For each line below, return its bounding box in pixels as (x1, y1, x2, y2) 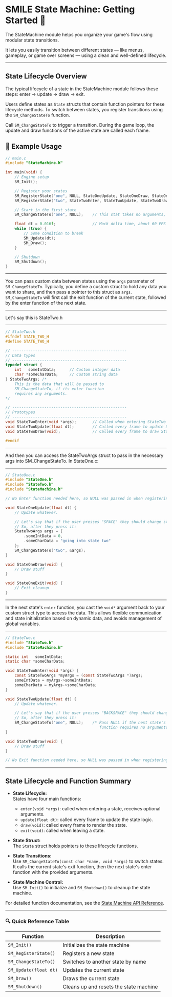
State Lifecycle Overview (5, 72, 87, 81)
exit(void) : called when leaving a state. (20, 827, 105, 834)
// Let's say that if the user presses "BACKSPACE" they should (14, 710, 155, 716)
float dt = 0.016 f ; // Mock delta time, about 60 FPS (14, 222, 166, 227)
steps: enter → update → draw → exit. (5, 91, 85, 97)
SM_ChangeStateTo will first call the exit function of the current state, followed (5, 294, 166, 301)
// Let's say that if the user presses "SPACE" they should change (14, 519, 161, 524)
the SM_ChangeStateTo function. (5, 112, 70, 118)
